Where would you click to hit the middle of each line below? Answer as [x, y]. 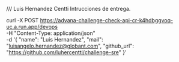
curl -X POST [23, 20]
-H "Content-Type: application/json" [51, 33]
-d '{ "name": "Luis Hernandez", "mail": [55, 39]
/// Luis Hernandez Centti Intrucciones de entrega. [68, 9]
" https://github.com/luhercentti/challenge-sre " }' [67, 52]
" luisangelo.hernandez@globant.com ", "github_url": [70, 46]
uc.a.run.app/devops [32, 27]
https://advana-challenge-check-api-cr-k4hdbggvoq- [106, 20]
